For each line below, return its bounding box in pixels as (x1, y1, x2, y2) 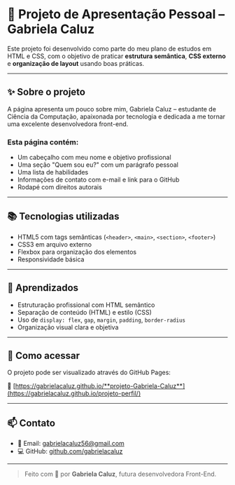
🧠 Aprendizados (7, 282, 79, 294)
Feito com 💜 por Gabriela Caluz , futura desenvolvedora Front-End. (24, 470, 217, 479)
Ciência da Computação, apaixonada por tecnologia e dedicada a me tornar (7, 112, 226, 121)
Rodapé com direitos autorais (17, 183, 103, 191)
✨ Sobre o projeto (7, 86, 86, 98)
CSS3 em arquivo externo (17, 240, 92, 248)
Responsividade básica (17, 255, 85, 264)
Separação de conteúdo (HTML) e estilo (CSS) (17, 308, 152, 316)
